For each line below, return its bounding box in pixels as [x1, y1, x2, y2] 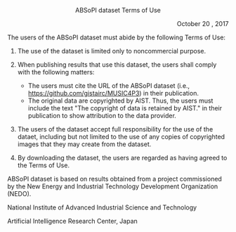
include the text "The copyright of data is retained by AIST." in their [27, 104, 223, 112]
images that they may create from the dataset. [17, 140, 152, 148]
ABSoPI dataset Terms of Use [74, 6, 162, 14]
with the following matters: [17, 68, 95, 76]
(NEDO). [7, 190, 32, 198]
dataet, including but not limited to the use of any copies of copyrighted [17, 133, 225, 141]
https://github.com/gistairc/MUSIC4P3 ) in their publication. [27, 89, 199, 97]
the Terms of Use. [17, 161, 70, 169]
